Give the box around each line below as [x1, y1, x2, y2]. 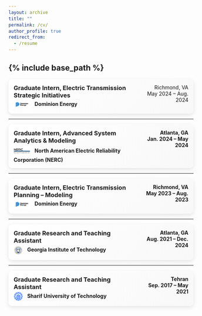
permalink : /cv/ [8, 22, 48, 28]
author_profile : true [8, 28, 62, 34]
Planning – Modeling [14, 191, 73, 199]
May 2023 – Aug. [146, 190, 188, 197]
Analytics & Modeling [14, 137, 76, 145]
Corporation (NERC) [14, 157, 63, 164]
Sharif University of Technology [26, 292, 107, 300]
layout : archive [8, 9, 48, 15]
